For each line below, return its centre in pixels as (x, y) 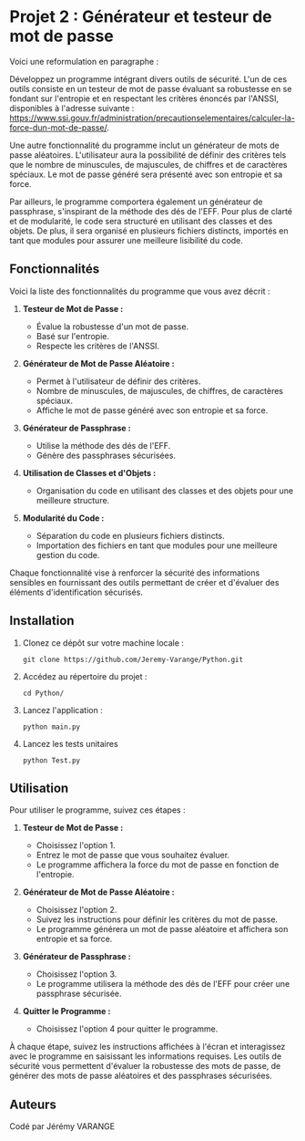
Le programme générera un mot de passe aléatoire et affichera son (162, 929)
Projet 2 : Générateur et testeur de (141, 17)
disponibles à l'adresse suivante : (72, 108)
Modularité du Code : (63, 518)
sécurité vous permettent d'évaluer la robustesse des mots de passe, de (145, 1066)
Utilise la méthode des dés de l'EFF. (103, 445)
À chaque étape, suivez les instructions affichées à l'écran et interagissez (147, 1047)
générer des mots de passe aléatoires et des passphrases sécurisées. (141, 1076)
